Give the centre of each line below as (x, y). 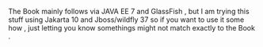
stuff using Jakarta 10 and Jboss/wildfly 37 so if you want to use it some (126, 20)
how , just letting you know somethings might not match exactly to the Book (132, 28)
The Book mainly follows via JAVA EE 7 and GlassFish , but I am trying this (129, 11)
